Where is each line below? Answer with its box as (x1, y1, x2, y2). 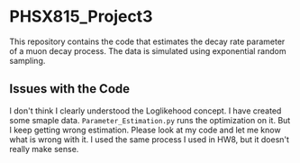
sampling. (9, 55, 46, 66)
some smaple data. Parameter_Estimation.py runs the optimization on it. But (9, 114, 291, 125)
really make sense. (9, 143, 79, 154)
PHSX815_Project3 (9, 6, 153, 27)
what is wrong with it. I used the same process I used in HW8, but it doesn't (9, 133, 290, 145)
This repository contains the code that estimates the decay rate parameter (9, 36, 286, 47)
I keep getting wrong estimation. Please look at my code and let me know (9, 124, 281, 135)
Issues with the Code (9, 81, 131, 96)
